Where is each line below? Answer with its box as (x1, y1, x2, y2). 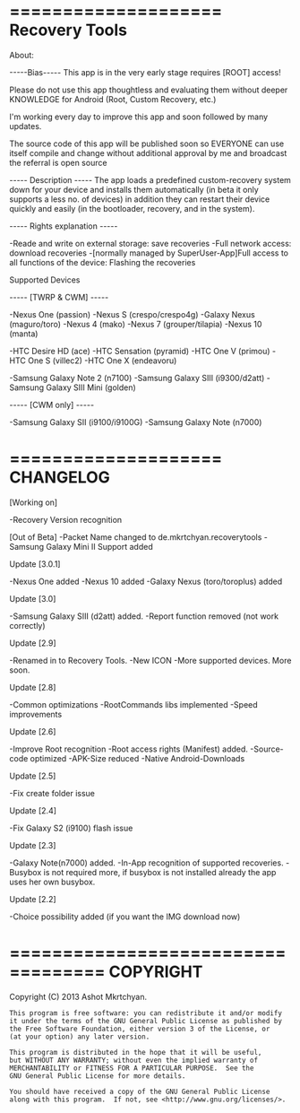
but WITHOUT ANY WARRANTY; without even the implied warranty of (9, 1056, 258, 1065)
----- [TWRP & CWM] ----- (9, 291, 109, 302)
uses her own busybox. (9, 876, 96, 887)
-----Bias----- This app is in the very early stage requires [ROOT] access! (9, 66, 281, 77)
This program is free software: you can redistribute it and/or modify (9, 1008, 282, 1018)
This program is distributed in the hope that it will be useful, (9, 1048, 262, 1056)
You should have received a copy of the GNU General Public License (9, 1087, 270, 1096)
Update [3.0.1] (9, 558, 61, 570)
